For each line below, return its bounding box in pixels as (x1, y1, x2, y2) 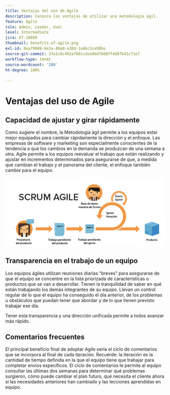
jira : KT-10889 (5, 35, 38, 40)
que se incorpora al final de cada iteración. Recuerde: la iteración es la (5, 352, 153, 358)
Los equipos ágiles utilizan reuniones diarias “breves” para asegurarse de (5, 270, 160, 276)
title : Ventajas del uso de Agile (5, 8, 79, 13)
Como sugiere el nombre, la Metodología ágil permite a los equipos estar (5, 129, 158, 135)
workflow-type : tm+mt (5, 57, 51, 62)
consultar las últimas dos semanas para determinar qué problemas (5, 368, 146, 374)
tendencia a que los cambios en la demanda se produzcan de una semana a (5, 145, 165, 152)
